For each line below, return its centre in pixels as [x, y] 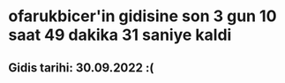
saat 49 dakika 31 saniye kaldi [120, 35]
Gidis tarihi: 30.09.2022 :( [81, 68]
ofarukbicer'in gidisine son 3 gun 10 [142, 16]
